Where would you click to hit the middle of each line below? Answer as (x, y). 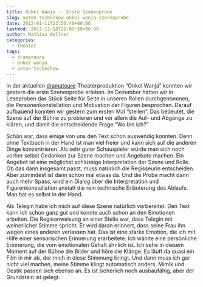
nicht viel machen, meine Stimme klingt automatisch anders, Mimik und (95, 265)
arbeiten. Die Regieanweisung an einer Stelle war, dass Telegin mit (90, 219)
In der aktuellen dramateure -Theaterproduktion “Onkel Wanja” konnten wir (99, 86)
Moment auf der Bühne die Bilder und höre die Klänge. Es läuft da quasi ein (100, 251)
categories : (21, 40)
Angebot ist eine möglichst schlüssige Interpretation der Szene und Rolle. (98, 162)
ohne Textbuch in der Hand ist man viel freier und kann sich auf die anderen (101, 143)
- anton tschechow (35, 68)
